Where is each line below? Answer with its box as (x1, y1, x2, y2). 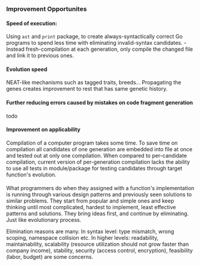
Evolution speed (6, 65, 48, 73)
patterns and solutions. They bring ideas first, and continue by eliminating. (6, 210, 189, 217)
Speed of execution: (6, 20, 58, 27)
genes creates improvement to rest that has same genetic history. (6, 85, 168, 93)
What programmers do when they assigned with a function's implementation (6, 185, 195, 192)
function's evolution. (6, 171, 57, 178)
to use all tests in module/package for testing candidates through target (6, 164, 183, 172)
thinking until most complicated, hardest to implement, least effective (6, 204, 176, 211)
